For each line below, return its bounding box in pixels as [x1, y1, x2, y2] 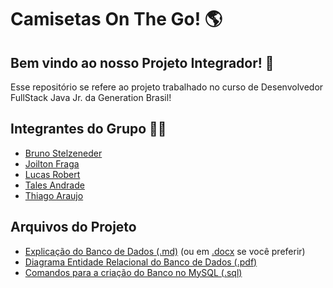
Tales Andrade [24, 179, 85, 191]
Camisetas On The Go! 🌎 [10, 8, 223, 31]
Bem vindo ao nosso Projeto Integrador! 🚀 [10, 54, 275, 71]
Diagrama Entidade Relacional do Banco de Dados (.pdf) [24, 256, 258, 268]
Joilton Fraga [24, 157, 80, 170]
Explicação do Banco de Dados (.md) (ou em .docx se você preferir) [24, 245, 306, 257]
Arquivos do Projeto [10, 219, 137, 236]
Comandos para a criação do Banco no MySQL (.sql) [24, 266, 243, 278]
